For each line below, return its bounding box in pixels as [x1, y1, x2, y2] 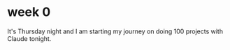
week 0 [7, 4, 51, 20]
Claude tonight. [7, 34, 52, 42]
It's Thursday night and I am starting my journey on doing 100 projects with [7, 27, 224, 35]
